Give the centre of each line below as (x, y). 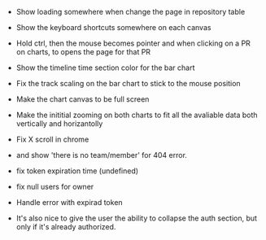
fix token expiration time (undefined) (77, 171)
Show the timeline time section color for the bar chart (105, 68)
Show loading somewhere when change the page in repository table (131, 12)
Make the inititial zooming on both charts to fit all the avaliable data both (137, 115)
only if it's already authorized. (66, 227)
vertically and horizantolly (59, 124)
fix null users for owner (55, 187)
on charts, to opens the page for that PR (83, 52)
